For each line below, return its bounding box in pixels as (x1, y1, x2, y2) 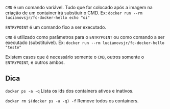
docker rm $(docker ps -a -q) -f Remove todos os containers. (5, 97, 139, 104)
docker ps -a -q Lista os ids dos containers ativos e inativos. (5, 88, 134, 94)
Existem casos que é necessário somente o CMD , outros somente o (5, 54, 144, 60)
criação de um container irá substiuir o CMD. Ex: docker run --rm (5, 10, 143, 16)
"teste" (5, 45, 22, 50)
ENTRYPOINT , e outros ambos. (5, 59, 65, 66)
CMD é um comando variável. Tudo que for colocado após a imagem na (5, 5, 153, 10)
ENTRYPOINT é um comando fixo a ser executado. (5, 24, 106, 30)
